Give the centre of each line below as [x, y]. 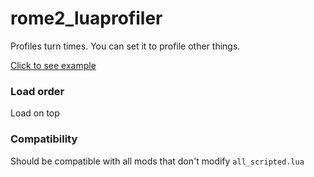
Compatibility [44, 139]
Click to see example [53, 65]
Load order [37, 91]
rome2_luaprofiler [86, 18]
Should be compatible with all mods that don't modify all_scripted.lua [157, 161]
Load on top [35, 113]
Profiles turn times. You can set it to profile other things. [125, 46]
